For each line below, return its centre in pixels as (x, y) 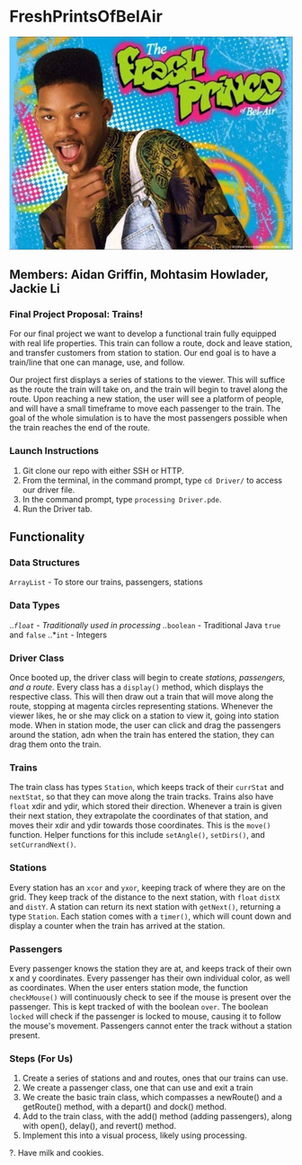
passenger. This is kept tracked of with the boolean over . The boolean (139, 1006)
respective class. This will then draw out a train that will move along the (142, 696)
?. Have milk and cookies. (57, 1153)
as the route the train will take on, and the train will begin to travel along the (149, 389)
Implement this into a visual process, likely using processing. (134, 1135)
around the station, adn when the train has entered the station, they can (142, 734)
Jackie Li (35, 289)
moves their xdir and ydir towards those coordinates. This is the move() (140, 825)
